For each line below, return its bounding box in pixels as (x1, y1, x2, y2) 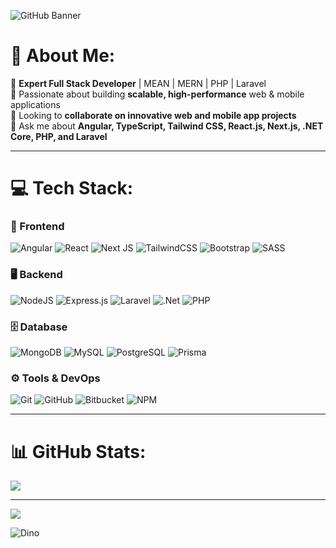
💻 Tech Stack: (10, 177, 134, 200)
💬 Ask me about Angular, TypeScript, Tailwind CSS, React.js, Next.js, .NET (10, 120, 324, 132)
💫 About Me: (10, 45, 116, 67)
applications (10, 98, 61, 110)
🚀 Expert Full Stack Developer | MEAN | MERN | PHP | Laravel (10, 77, 267, 89)
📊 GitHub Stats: (10, 440, 147, 463)
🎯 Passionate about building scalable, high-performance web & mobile (10, 88, 305, 100)
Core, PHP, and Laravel (10, 130, 108, 142)
